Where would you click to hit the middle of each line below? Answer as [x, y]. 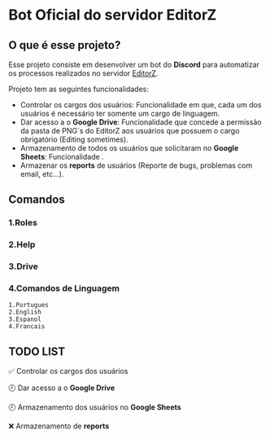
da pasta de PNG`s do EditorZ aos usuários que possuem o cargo [130, 131]
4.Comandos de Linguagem [64, 288]
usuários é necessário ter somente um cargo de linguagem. [120, 113]
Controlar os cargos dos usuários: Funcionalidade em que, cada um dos [141, 105]
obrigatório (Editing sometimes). [74, 139]
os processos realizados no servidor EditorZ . [83, 73]
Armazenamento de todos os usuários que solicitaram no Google [129, 148]
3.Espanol [25, 319]
